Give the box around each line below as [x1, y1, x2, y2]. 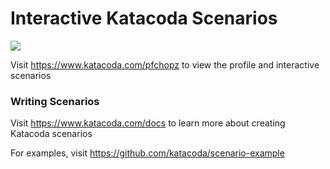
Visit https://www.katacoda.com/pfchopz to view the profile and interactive [10, 58, 320, 71]
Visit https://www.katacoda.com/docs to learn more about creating [10, 117, 286, 129]
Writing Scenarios [10, 94, 100, 108]
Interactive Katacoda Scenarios [10, 7, 278, 30]
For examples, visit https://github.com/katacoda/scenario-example [10, 147, 285, 159]
